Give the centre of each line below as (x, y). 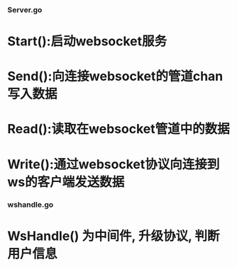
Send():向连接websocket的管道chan (115, 76)
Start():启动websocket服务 (87, 41)
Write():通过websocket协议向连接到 (114, 164)
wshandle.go (31, 205)
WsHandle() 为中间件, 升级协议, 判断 (114, 236)
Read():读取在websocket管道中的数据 (118, 129)
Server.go (25, 10)
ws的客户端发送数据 (66, 182)
